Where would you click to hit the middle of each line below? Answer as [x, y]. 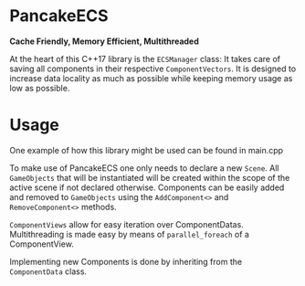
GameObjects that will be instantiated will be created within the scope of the [150, 177]
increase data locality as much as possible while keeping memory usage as [151, 78]
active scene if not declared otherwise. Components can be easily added [147, 187]
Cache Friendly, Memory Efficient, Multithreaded [104, 41]
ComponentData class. [48, 271]
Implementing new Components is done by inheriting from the [126, 261]
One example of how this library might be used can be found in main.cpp [147, 150]
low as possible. [40, 88]
